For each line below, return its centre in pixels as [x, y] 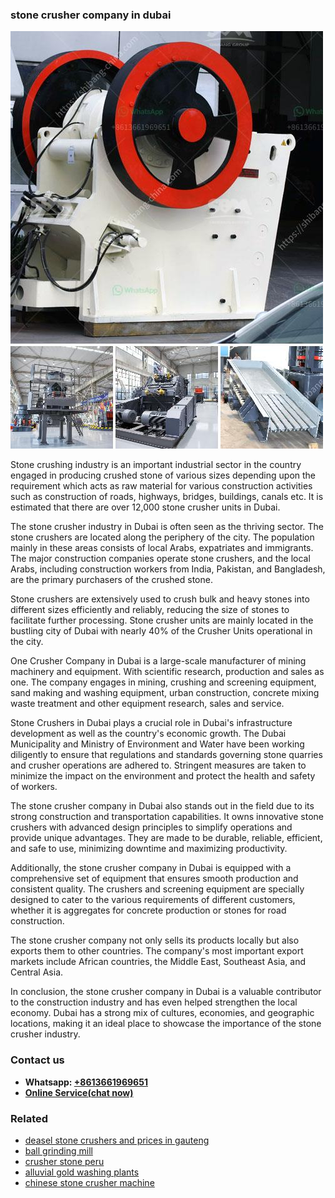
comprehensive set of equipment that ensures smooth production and [154, 879]
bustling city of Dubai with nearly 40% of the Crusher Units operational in [161, 631]
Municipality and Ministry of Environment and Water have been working [157, 744]
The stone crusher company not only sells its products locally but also [155, 940]
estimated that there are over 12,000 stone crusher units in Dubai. [145, 507]
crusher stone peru [64, 1161]
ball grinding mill [58, 1150]
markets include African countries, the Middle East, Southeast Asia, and [158, 962]
